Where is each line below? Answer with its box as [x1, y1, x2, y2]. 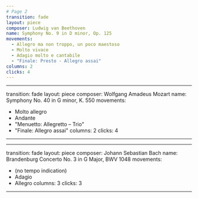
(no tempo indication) [14, 167, 67, 174]
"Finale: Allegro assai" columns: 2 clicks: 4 [14, 127, 118, 134]
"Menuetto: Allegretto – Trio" [14, 121, 84, 128]
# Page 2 [6, 8, 28, 15]
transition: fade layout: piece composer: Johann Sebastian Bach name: [6, 150, 178, 157]
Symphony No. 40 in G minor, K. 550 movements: [6, 97, 127, 104]
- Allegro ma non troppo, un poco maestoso [11, 42, 120, 48]
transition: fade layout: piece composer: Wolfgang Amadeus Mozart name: [6, 91, 187, 98]
